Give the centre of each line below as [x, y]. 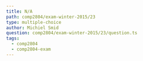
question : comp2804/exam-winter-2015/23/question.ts [72, 33]
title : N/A [19, 11]
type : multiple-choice [34, 22]
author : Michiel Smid [33, 28]
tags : [13, 38]
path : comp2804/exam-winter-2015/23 [51, 17]
